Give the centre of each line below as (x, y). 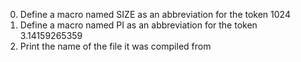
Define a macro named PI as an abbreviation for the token (138, 25)
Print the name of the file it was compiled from (115, 46)
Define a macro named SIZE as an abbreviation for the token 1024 (155, 14)
